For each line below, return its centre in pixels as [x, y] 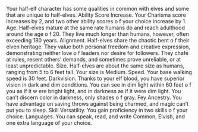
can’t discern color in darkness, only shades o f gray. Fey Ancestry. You [94, 97]
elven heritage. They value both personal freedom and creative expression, [98, 47]
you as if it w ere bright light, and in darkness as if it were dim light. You [94, 91]
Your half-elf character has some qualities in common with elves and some [98, 9]
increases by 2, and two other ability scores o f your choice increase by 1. [96, 21]
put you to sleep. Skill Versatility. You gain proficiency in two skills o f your [97, 110]
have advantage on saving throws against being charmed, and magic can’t [98, 104]
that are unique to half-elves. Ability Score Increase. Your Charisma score [96, 15]
